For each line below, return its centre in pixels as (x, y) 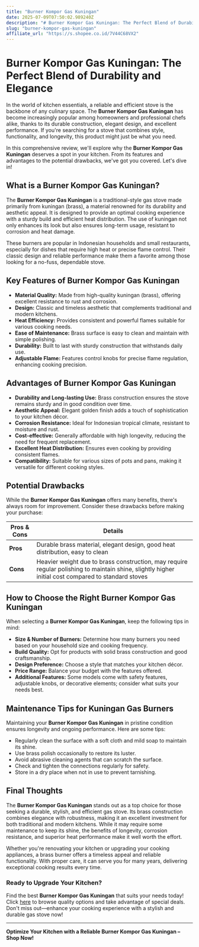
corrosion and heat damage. (41, 231)
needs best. (29, 690)
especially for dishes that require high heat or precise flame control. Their (96, 249)
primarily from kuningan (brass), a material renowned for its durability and (96, 206)
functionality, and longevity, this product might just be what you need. (91, 137)
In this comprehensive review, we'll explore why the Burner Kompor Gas (94, 148)
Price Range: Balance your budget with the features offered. (89, 671)
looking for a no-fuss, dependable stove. (56, 262)
